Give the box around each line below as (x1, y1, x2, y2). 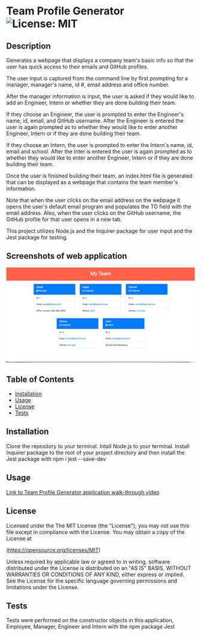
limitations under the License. (6, 583, 79, 590)
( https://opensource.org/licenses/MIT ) (6, 546, 101, 553)
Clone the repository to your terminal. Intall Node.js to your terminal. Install (6, 442, 190, 449)
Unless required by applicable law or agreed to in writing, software (6, 558, 170, 565)
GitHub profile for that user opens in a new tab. (6, 216, 123, 223)
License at (6, 535, 32, 542)
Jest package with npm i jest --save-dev (6, 455, 106, 463)
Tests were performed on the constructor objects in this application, (6, 617, 174, 624)
